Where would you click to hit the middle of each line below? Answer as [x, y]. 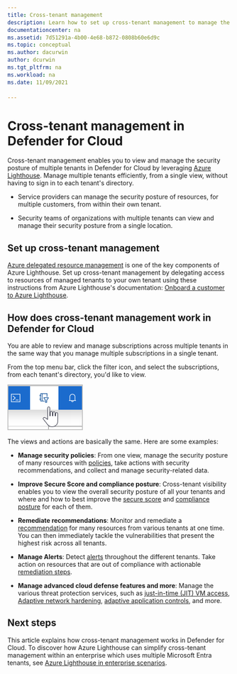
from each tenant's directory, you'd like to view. [77, 374]
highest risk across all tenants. [62, 543]
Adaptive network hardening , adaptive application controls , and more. [120, 600]
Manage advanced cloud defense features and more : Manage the [116, 585]
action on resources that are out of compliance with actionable [109, 564]
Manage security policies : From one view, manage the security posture [123, 455]
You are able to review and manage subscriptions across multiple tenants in [118, 346]
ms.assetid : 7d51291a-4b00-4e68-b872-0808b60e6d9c [84, 38]
